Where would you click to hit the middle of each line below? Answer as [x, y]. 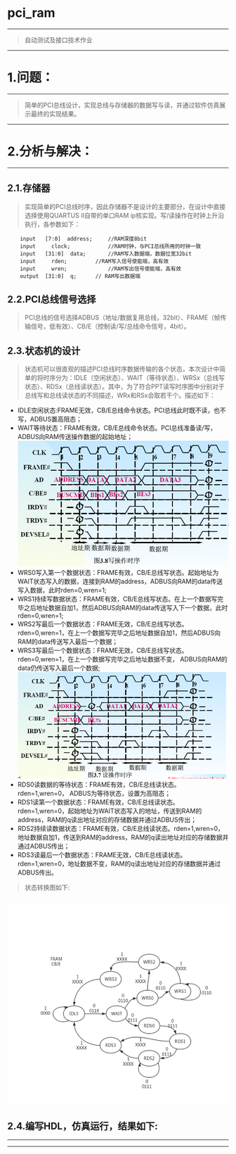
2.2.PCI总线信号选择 [52, 299]
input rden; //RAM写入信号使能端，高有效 [94, 261]
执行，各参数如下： [52, 224]
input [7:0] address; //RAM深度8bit [84, 239]
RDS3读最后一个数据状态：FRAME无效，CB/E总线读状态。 [102, 855]
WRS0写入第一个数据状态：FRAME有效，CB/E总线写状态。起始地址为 [118, 573]
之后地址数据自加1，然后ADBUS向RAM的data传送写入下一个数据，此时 [126, 608]
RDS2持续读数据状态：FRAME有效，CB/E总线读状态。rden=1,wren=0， [121, 829]
